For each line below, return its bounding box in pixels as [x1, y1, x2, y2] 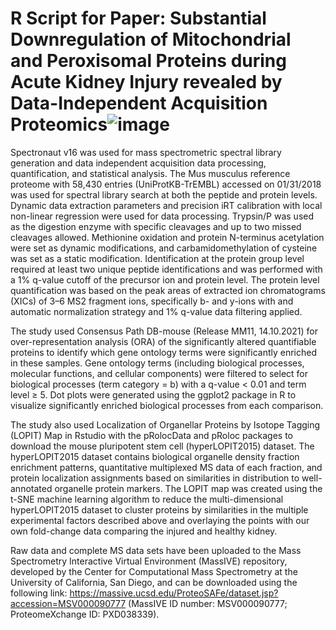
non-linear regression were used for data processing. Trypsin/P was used [10, 210, 315, 222]
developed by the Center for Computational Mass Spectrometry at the [10, 565, 298, 577]
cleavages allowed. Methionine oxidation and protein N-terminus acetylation [10, 231, 325, 243]
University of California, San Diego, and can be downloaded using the [10, 576, 298, 588]
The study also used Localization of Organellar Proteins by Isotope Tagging [10, 418, 321, 431]
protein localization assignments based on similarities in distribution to [10, 472, 300, 484]
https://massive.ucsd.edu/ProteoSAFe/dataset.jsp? [69, 587, 279, 599]
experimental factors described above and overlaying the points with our [10, 514, 310, 526]
